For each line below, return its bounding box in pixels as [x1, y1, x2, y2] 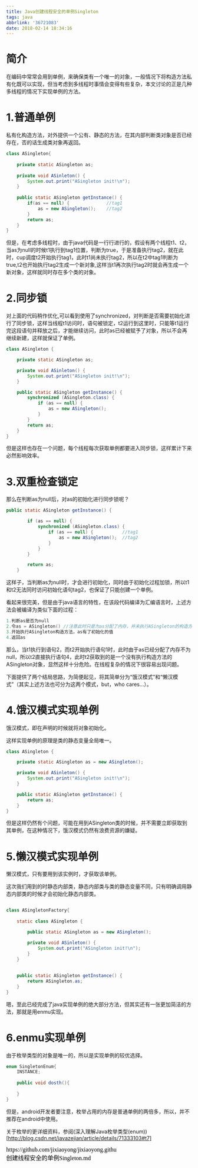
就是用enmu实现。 [21, 1008, 67, 1015]
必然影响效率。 [6, 452, 42, 459]
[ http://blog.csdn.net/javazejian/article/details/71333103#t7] [6, 1134, 152, 1141]
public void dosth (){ [16, 1080, 70, 1086]
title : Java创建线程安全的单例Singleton [6, 8, 99, 15]
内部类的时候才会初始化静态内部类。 [11, 891, 99, 898]
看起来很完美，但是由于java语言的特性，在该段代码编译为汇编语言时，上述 [6, 598, 187, 606]
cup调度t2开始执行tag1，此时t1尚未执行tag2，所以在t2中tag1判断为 [16, 254, 179, 261]
